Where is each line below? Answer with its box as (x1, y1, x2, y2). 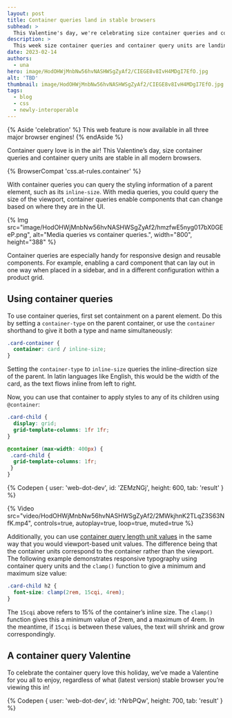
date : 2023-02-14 (7, 49, 57, 56)
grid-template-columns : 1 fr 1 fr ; (13, 426, 110, 433)
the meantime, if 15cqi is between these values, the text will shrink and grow (7, 623, 225, 631)
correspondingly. (7, 630, 56, 638)
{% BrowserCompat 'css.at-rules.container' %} (7, 167, 142, 175)
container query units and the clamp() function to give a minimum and (7, 562, 206, 570)
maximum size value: (7, 569, 67, 578)
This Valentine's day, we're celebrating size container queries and (13, 29, 217, 37)
